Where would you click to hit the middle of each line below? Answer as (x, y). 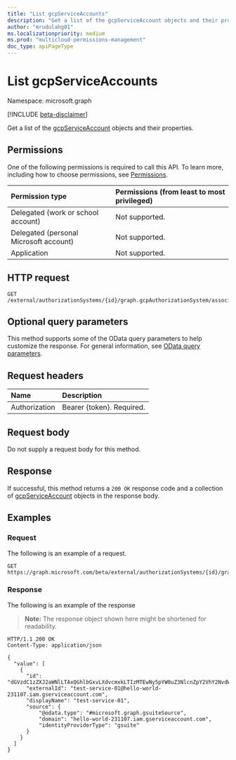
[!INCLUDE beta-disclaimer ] (47, 114)
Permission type (39, 196)
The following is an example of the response (71, 605)
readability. (41, 626)
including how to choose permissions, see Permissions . (88, 174)
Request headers (46, 376)
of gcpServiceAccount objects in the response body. (84, 496)
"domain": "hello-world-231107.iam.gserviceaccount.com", (125, 719)
